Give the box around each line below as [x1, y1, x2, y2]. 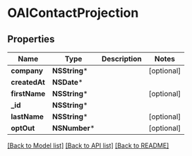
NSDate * [52, 78, 83, 87]
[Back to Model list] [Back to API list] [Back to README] [7, 141, 169, 150]
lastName [11, 112, 44, 121]
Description [101, 54, 143, 64]
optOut [11, 124, 35, 133]
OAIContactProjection [7, 5, 139, 21]
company [11, 66, 44, 76]
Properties [7, 33, 55, 45]
